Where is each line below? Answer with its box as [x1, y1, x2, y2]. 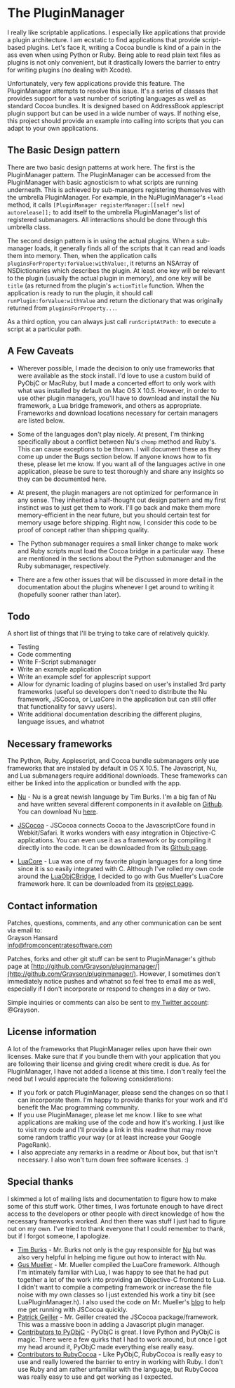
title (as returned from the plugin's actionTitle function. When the [7, 281, 205, 290]
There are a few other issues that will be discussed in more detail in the [17, 575, 224, 584]
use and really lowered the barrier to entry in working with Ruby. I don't [17, 1357, 223, 1365]
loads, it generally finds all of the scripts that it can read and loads [34, 244, 226, 252]
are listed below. [17, 416, 65, 425]
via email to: [7, 926, 42, 934]
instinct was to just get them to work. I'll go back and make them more [17, 503, 221, 511]
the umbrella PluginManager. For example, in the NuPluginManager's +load [7, 193, 223, 201]
